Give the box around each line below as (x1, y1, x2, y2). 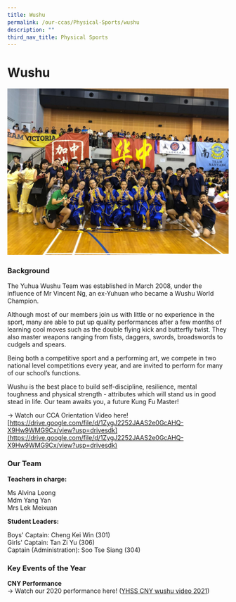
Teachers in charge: (7, 475, 67, 483)
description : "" (7, 26, 55, 33)
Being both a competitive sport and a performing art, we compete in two (7, 354, 216, 363)
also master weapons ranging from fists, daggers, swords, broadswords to (7, 333, 223, 341)
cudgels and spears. (7, 340, 67, 349)
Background (7, 266, 51, 276)
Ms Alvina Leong (7, 488, 56, 496)
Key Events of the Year (7, 563, 86, 573)
